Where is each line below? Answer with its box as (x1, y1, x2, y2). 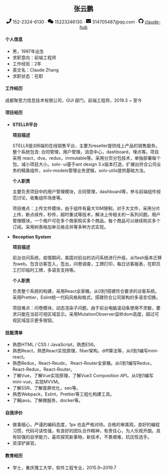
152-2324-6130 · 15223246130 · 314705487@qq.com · (12, 19, 138, 25)
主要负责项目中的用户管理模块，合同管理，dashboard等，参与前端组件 (12, 188, 157, 195)
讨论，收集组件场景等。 (16, 195, 65, 201)
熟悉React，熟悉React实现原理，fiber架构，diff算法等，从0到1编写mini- (12, 348, 159, 354)
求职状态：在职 (12, 73, 43, 79)
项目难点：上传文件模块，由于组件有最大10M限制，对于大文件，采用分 (12, 205, 156, 211)
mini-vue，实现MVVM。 (12, 379, 62, 385)
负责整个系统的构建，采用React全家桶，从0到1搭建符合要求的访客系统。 (12, 288, 160, 294)
